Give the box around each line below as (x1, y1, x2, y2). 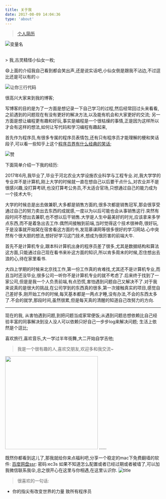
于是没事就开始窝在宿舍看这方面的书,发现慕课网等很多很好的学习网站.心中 (5, 226, 155, 232)
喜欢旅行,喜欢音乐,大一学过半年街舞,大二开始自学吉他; (5, 336, 115, 342)
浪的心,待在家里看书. (5, 256, 47, 262)
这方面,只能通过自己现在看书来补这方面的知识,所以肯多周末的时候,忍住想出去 (5, 249, 161, 256)
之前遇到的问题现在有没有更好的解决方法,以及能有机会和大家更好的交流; (5, 112, 151, 118)
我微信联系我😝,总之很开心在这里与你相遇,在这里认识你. (5, 467, 118, 473)
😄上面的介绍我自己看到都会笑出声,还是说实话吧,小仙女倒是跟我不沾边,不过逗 (5, 68, 161, 73)
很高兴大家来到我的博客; (5, 95, 54, 101)
